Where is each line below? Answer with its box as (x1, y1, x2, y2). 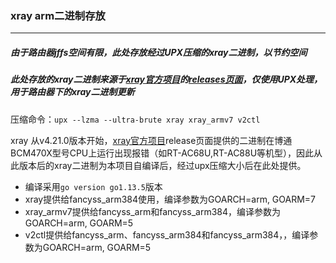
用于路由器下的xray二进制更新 (10, 86, 135, 98)
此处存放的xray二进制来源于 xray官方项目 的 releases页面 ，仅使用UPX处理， (10, 73, 323, 86)
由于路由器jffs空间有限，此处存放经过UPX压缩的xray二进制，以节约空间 (10, 46, 308, 58)
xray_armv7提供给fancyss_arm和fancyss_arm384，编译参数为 (24, 205, 281, 217)
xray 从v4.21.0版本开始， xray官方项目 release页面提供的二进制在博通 (10, 134, 293, 146)
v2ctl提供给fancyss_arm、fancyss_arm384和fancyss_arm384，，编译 (24, 228, 310, 241)
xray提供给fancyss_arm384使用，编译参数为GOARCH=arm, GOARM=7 (24, 193, 317, 205)
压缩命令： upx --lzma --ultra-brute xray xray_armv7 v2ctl (10, 113, 261, 125)
